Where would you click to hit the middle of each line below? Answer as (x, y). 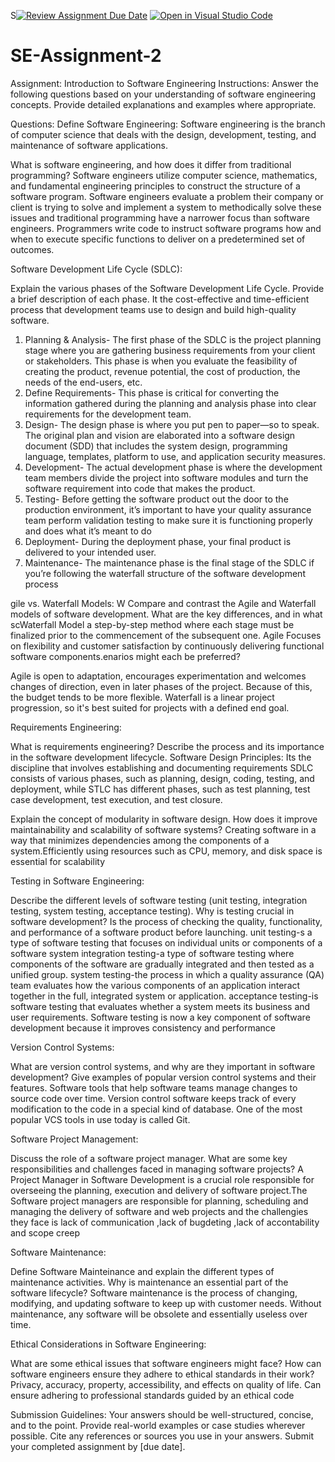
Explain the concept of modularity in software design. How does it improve (164, 819)
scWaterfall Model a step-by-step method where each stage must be (152, 624)
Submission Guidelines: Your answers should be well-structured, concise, (162, 1414)
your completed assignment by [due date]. (98, 1446)
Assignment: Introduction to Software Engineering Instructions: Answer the (164, 83)
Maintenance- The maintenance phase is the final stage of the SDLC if (169, 562)
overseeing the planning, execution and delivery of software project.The (159, 1190)
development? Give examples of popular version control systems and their (163, 1077)
